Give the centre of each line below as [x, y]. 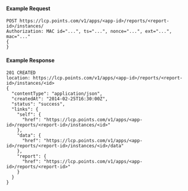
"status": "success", [38, 104]
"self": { [29, 115]
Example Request [28, 8]
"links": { [25, 110]
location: [19, 78]
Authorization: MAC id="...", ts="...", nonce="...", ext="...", [89, 32]
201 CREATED [21, 73]
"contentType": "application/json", [57, 94]
